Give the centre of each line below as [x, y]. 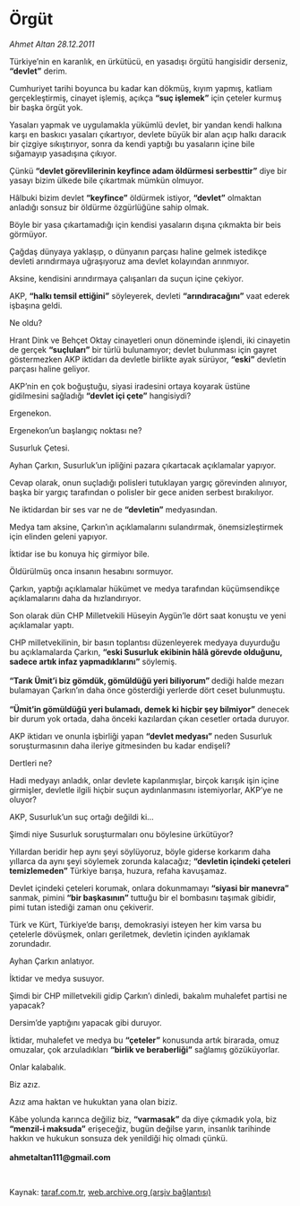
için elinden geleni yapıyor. [59, 536]
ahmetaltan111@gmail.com [60, 1157]
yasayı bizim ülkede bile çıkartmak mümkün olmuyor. [107, 180]
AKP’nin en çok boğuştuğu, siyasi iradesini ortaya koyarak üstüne [130, 386]
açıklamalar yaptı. [42, 625]
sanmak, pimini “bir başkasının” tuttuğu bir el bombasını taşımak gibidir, [143, 897]
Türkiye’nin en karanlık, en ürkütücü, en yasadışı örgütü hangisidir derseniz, [149, 61]
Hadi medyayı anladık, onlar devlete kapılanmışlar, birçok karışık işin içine [144, 780]
